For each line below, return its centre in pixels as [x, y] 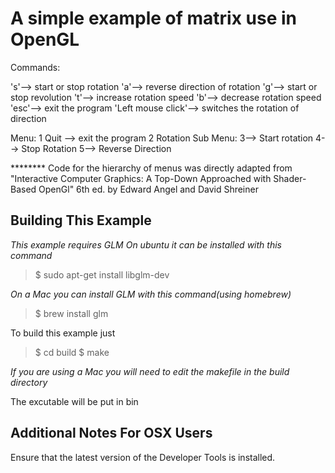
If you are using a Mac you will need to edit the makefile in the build [150, 371]
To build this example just [63, 333]
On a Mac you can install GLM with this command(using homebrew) [151, 294]
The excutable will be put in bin [74, 401]
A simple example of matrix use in [154, 18]
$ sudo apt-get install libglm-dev [102, 274]
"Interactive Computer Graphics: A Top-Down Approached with [141, 178]
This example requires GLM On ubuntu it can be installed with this [146, 244]
